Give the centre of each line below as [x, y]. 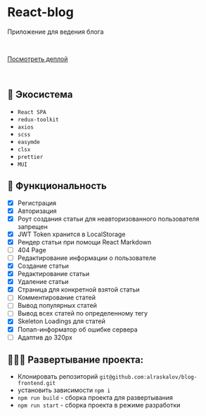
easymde [28, 142]
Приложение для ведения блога [56, 32]
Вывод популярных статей [57, 306]
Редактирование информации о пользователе [87, 258]
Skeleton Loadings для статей [61, 321]
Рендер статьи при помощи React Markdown [84, 242]
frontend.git [37, 384]
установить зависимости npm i [64, 390]
